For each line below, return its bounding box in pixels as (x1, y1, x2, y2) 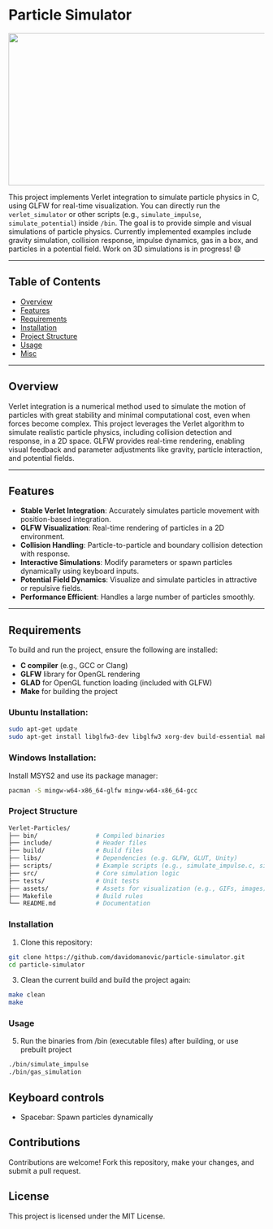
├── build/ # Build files (8, 847, 144, 855)
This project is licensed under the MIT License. (8, 1211, 166, 1221)
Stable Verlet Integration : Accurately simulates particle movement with (19, 506, 260, 515)
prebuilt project (19, 1044, 72, 1054)
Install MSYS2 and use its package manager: (8, 771, 158, 780)
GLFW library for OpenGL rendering (19, 669, 141, 680)
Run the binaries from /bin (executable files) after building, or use (19, 1036, 239, 1046)
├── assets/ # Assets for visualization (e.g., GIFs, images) (8, 884, 267, 892)
